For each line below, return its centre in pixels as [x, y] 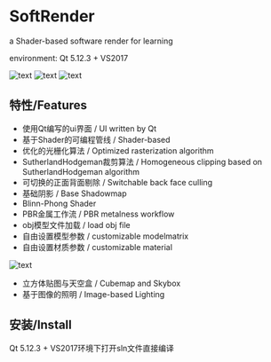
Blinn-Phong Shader [59, 203]
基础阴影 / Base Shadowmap [74, 193]
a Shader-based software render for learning [91, 41]
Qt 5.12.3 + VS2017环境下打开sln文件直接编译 [92, 348]
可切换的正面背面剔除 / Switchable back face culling [117, 182]
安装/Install [41, 325]
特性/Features [48, 105]
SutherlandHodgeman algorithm [81, 171]
